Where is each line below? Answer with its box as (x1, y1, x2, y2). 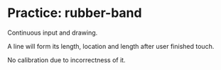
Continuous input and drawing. (7, 28, 98, 37)
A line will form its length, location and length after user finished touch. (7, 42, 215, 50)
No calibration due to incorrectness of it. (7, 55, 126, 64)
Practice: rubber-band (7, 5, 142, 21)
